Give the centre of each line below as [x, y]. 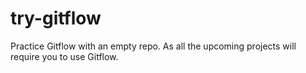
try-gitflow [56, 18]
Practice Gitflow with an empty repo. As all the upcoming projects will [153, 46]
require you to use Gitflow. [64, 56]
